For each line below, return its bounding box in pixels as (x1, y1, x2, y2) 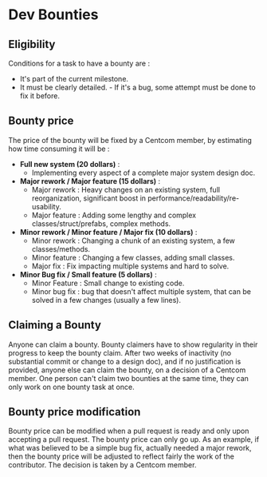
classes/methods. (31, 244, 90, 253)
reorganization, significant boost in (31, 193, 146, 203)
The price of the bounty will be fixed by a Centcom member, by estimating (8, 135, 253, 145)
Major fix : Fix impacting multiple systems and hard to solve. (31, 261, 230, 271)
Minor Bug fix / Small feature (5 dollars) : (19, 269, 157, 279)
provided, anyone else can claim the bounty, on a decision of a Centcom (8, 365, 246, 375)
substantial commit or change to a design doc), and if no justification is (8, 356, 241, 366)
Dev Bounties (8, 6, 99, 24)
